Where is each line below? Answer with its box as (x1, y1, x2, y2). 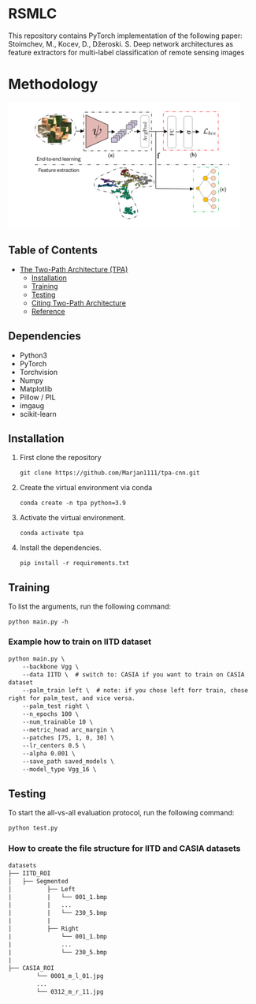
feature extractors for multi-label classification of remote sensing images (8, 47, 245, 57)
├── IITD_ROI (8, 870, 51, 878)
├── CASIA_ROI (8, 965, 55, 972)
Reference (31, 306, 65, 316)
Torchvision (19, 367, 58, 376)
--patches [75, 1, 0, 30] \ (22, 734, 114, 742)
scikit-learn (19, 409, 57, 418)
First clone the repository (19, 453, 102, 463)
